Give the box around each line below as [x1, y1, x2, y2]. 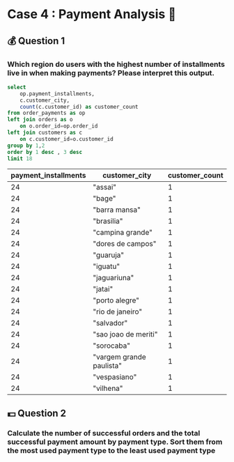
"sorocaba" [93, 341, 131, 351]
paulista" [93, 361, 123, 371]
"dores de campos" [93, 239, 157, 249]
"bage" [93, 194, 116, 203]
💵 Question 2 [7, 407, 67, 419]
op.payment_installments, [19, 90, 95, 97]
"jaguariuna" [93, 273, 134, 283]
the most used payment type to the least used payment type [7, 445, 216, 455]
